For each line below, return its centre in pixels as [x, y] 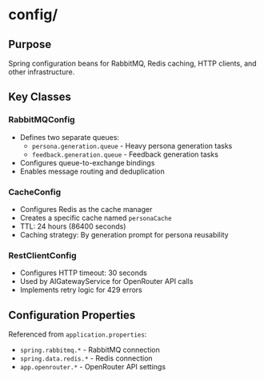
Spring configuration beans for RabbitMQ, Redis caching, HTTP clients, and [133, 63]
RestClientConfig [43, 255]
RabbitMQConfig [42, 120]
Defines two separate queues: [70, 137]
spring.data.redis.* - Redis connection [86, 358]
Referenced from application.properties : [78, 334]
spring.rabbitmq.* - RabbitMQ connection [90, 350]
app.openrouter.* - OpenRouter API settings [93, 367]
